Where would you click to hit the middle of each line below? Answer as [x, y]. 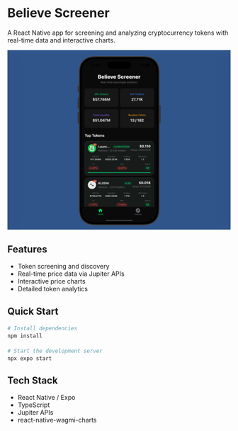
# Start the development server [55, 351]
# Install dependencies [42, 329]
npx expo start [30, 358]
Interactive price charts [52, 281]
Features [27, 249]
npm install [25, 336]
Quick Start [33, 311]
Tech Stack [33, 380]
